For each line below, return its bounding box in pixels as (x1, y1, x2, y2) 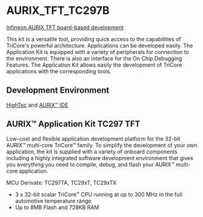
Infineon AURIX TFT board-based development (6, 24, 124, 31)
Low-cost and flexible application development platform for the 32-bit (6, 135, 181, 142)
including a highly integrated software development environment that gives (6, 154, 194, 161)
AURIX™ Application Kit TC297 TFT (6, 119, 141, 129)
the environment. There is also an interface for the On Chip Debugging (6, 55, 182, 62)
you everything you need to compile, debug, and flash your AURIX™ (6, 161, 175, 168)
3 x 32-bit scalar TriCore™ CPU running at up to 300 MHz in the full (15, 190, 183, 198)
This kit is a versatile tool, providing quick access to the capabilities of (6, 35, 181, 42)
